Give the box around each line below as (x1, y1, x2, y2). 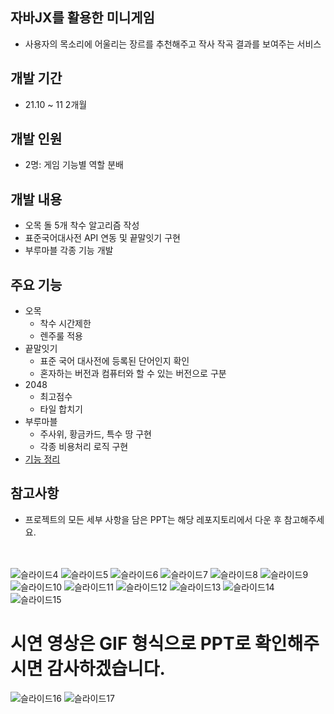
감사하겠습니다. (46, 658, 166, 680)
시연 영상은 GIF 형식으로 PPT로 (10, 633, 252, 655)
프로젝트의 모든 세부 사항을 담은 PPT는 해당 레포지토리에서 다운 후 (24, 513, 282, 525)
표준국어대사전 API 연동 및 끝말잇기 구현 (24, 232, 181, 244)
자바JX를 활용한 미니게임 (10, 9, 155, 27)
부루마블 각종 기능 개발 (24, 244, 114, 257)
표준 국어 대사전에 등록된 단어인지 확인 (39, 355, 190, 367)
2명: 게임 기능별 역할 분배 (24, 159, 124, 171)
